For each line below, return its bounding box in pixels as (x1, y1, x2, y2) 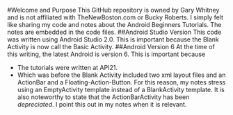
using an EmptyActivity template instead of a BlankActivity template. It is (17, 86, 225, 94)
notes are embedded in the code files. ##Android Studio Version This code (7, 28, 222, 36)
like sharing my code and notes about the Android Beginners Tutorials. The (7, 21, 222, 28)
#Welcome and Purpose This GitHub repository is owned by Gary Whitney (7, 6, 220, 14)
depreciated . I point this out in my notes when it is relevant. (17, 100, 187, 108)
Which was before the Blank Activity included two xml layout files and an (17, 71, 226, 79)
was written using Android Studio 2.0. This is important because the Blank (7, 35, 219, 44)
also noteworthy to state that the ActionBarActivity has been (17, 93, 190, 101)
